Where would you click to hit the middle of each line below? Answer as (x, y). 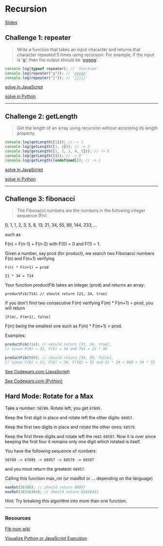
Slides (11, 22)
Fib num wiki (18, 528)
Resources (18, 518)
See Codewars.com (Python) (34, 381)
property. (26, 133)
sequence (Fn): (32, 216)
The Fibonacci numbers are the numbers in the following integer (81, 211)
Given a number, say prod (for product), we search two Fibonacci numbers (80, 254)
